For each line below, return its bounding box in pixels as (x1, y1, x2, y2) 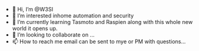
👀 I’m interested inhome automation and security (12, 12, 134, 19)
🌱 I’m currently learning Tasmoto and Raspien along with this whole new (12, 19, 193, 25)
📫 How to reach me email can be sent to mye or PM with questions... (12, 38, 186, 45)
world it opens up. (12, 25, 58, 32)
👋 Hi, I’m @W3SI (12, 6, 54, 13)
